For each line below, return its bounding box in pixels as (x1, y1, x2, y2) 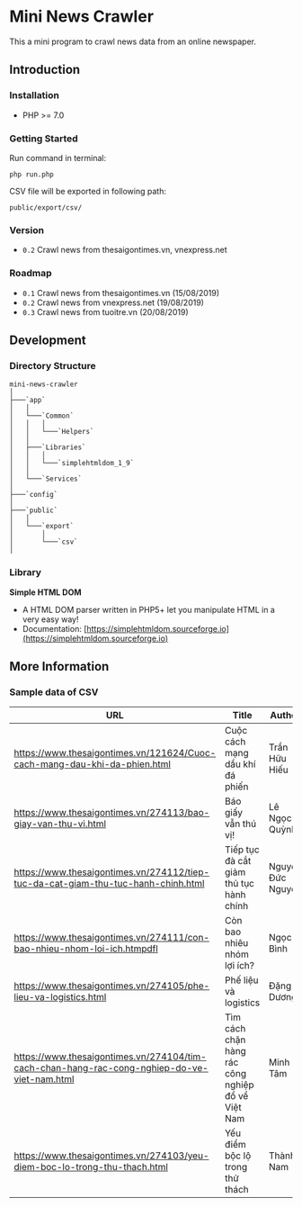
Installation (9, 89, 60, 102)
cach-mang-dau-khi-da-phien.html (13, 758, 171, 770)
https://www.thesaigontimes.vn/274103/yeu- (13, 1149, 209, 1162)
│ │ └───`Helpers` (9, 428, 94, 437)
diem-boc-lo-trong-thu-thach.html (13, 1161, 169, 1174)
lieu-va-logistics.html (13, 991, 107, 1004)
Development (9, 332, 87, 347)
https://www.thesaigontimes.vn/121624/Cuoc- (13, 747, 217, 760)
